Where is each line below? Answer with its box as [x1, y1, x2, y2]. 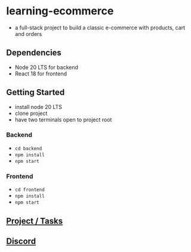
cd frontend [14, 187, 45, 193]
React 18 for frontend [14, 70, 67, 77]
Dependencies [6, 48, 61, 58]
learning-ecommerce [6, 4, 114, 18]
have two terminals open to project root [14, 116, 112, 123]
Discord [6, 236, 36, 246]
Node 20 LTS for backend [14, 63, 79, 71]
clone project [14, 110, 48, 117]
